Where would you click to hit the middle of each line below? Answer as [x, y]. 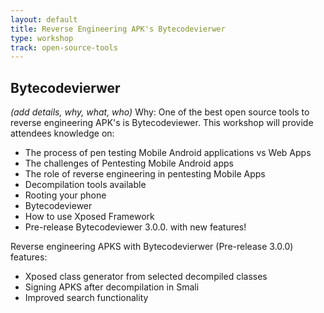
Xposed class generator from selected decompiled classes [146, 277]
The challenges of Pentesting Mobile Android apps [129, 163]
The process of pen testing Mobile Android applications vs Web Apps [168, 153]
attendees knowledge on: [62, 133]
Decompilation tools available [85, 185]
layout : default [44, 19]
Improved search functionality [86, 298]
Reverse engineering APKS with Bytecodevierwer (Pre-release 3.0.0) [152, 247]
